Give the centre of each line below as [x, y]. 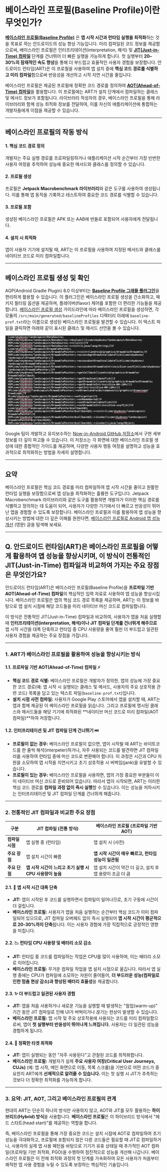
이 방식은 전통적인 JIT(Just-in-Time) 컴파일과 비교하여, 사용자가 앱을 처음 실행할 [83, 617]
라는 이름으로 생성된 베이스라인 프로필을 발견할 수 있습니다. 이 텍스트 [89, 321]
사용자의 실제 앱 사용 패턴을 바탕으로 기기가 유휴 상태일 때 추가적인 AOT [81, 1146]
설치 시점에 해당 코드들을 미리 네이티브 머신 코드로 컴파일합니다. [85, 606]
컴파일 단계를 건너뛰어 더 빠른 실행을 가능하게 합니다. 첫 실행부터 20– [85, 56]
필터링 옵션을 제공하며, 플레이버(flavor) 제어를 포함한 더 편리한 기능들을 [83, 303]
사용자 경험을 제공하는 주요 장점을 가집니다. [47, 635]
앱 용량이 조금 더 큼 [112, 874]
